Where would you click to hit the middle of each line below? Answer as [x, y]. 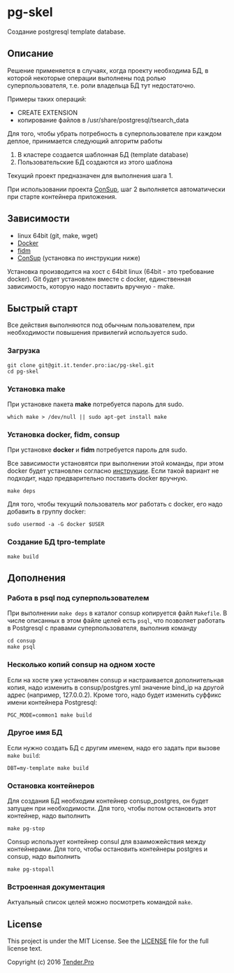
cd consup [22, 641]
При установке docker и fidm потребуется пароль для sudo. [97, 450]
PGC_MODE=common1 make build [50, 715]
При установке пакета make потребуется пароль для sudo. [95, 404]
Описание [30, 54]
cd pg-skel [23, 371]
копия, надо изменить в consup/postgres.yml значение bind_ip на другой [116, 687]
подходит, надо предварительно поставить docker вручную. [97, 478]
